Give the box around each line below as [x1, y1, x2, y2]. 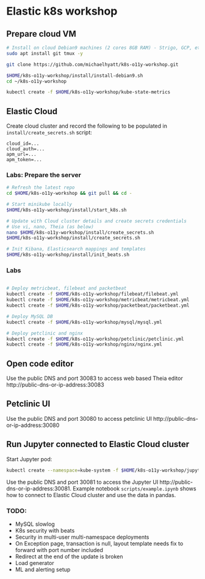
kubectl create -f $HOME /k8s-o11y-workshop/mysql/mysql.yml [6, 319, 163, 325]
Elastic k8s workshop [6, 4, 118, 18]
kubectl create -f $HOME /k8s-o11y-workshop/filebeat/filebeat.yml [6, 291, 179, 297]
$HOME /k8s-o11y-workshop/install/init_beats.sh [6, 252, 130, 258]
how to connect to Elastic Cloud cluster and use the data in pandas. [6, 491, 176, 498]
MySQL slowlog [15, 520, 55, 528]
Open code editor [6, 359, 74, 369]
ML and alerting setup [15, 566, 71, 573]
